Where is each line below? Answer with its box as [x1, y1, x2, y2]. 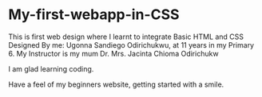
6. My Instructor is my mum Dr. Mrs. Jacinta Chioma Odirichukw [8, 48, 219, 58]
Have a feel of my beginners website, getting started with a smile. [8, 80, 224, 89]
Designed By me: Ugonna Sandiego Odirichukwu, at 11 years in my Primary [8, 40, 254, 49]
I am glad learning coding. [8, 64, 94, 73]
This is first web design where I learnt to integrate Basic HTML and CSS [8, 32, 244, 41]
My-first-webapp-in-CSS [8, 6, 180, 24]
